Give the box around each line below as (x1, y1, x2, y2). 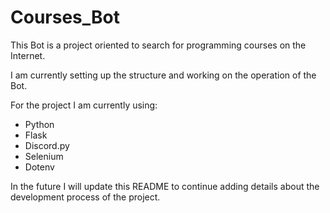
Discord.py (24, 139, 70, 151)
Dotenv (24, 161, 55, 173)
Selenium (24, 150, 64, 162)
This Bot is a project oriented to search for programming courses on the (10, 39, 307, 51)
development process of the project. (10, 191, 161, 203)
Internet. (10, 49, 46, 61)
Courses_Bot (10, 6, 120, 29)
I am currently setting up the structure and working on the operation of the (10, 69, 317, 81)
